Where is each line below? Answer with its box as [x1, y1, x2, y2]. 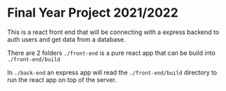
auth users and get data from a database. [7, 35, 126, 43]
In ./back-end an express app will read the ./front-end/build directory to [7, 68, 218, 76]
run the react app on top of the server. [7, 75, 117, 84]
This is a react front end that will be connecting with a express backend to [7, 28, 220, 36]
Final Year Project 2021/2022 [7, 5, 179, 21]
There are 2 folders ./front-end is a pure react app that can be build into [7, 49, 216, 57]
